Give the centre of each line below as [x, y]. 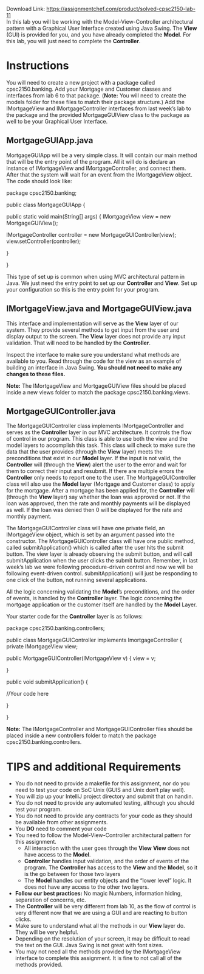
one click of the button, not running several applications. [77, 580]
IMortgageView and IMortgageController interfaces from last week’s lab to [99, 108]
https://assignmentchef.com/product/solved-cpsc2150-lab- [121, 9]
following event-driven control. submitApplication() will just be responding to [102, 573]
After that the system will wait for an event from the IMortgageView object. [99, 174]
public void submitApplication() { [47, 682]
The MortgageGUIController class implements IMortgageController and [95, 426]
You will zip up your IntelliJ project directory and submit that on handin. [104, 796]
